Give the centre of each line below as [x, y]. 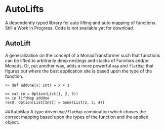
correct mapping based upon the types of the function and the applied [77, 117]
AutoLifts [24, 9]
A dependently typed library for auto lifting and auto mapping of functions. [81, 23]
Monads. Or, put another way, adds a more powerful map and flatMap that [80, 65]
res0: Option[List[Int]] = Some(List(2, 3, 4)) [55, 102]
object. [12, 122]
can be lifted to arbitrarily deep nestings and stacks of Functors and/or [77, 61]
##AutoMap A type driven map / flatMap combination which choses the [76, 111]
